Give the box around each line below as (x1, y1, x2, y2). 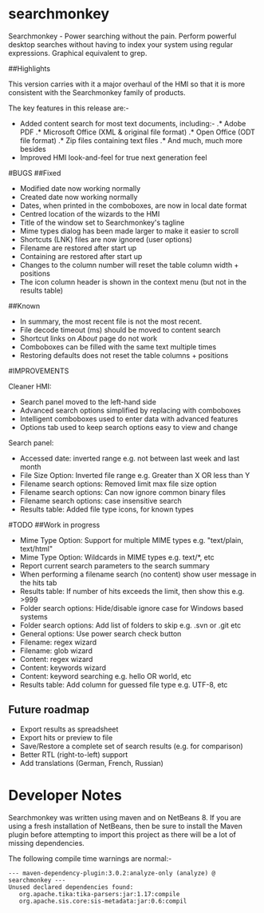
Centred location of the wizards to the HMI (19, 209, 160, 218)
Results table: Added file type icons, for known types (19, 504, 194, 514)
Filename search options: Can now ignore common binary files (19, 487, 226, 496)
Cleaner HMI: (8, 381, 52, 391)
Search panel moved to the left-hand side (19, 397, 157, 406)
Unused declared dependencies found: (8, 883, 134, 891)
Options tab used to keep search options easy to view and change (19, 422, 238, 432)
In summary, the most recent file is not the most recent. (19, 317, 202, 326)
